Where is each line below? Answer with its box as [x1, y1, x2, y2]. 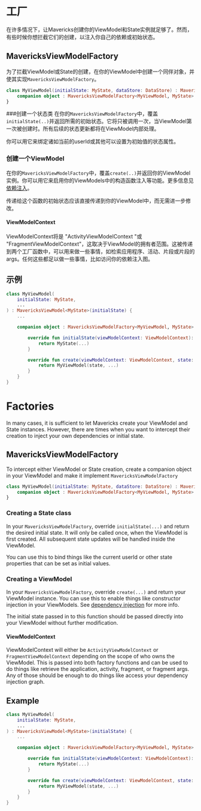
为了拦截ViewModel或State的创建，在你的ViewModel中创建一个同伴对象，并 [6, 68, 195, 75]
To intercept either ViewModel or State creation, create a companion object [6, 466, 192, 473]
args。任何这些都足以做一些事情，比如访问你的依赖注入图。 [6, 255, 154, 263]
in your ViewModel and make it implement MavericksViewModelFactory [6, 472, 178, 479]
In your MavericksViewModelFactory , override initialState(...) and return [6, 523, 190, 530]
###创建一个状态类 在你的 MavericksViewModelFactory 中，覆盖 [6, 110, 159, 117]
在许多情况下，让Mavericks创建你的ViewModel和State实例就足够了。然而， [6, 26, 193, 33]
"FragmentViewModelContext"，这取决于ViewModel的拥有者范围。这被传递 [6, 240, 193, 248]
